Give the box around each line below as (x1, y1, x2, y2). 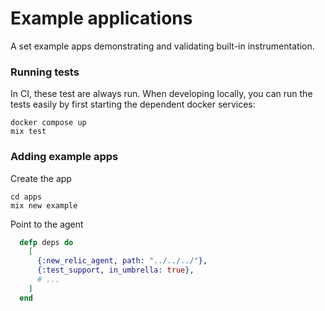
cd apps (10, 192, 43, 202)
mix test (10, 127, 47, 137)
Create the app (10, 172, 72, 184)
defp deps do (19, 237, 74, 247)
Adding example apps (10, 150, 119, 164)
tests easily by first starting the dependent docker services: (10, 98, 256, 111)
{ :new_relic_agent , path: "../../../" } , (36, 256, 208, 266)
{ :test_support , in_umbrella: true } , (36, 265, 195, 276)
